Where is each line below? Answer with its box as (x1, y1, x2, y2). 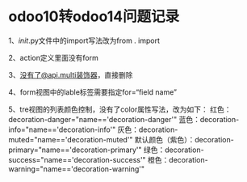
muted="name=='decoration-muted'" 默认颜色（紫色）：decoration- (8, 134, 234, 144)
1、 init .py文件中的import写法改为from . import (8, 36, 160, 45)
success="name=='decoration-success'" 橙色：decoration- (8, 154, 208, 164)
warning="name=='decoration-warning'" (8, 163, 145, 174)
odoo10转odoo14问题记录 (8, 7, 180, 26)
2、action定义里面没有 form (8, 53, 98, 62)
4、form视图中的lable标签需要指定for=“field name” (8, 87, 178, 97)
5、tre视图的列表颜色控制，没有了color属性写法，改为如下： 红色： (8, 104, 232, 114)
